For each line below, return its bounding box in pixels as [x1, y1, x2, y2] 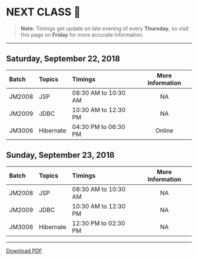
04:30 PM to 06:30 [72, 122, 126, 131]
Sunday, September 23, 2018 [6, 150, 115, 160]
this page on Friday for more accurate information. [20, 31, 144, 38]
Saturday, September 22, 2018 [6, 54, 120, 64]
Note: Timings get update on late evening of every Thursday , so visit [20, 25, 189, 32]
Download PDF [6, 247, 42, 254]
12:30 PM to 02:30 [72, 219, 126, 227]
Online [155, 126, 174, 135]
